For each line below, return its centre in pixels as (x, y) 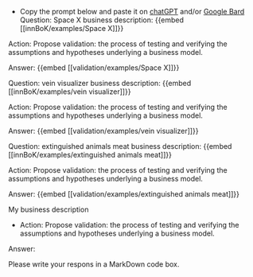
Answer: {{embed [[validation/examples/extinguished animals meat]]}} (124, 194)
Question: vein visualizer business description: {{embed (100, 83)
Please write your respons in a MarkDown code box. (94, 264)
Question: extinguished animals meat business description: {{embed (120, 146)
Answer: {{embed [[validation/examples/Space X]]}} (94, 68)
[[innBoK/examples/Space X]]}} (72, 28)
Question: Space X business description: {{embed (102, 20)
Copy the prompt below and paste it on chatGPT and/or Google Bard (132, 12)
